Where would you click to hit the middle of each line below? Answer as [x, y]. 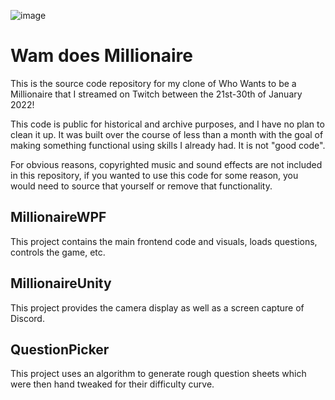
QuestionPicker [60, 349]
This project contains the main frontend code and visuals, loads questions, [164, 241]
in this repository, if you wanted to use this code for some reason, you [154, 175]
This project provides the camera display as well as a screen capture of [157, 307]
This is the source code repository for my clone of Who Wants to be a [153, 83]
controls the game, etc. [58, 252]
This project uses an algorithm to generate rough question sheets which [158, 374]
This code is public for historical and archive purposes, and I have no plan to [167, 124]
